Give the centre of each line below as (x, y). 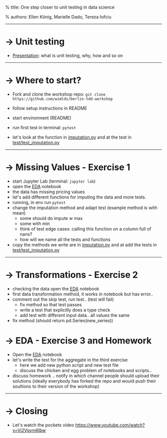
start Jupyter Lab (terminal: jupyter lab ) (54, 181)
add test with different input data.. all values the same (75, 315)
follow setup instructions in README (50, 108)
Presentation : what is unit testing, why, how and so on (68, 55)
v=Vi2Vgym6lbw (29, 430)
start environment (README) (42, 118)
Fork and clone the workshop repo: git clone (59, 94)
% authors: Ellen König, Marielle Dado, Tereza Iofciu (58, 17)
